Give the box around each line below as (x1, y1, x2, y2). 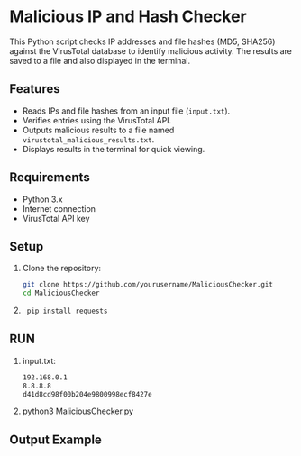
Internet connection (22, 203, 96, 214)
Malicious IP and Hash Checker (9, 6, 248, 27)
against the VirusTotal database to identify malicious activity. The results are (9, 45, 293, 56)
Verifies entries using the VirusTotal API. (22, 114, 172, 125)
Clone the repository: (22, 263, 102, 274)
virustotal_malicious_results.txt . (22, 133, 155, 145)
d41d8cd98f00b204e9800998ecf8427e (22, 389, 152, 398)
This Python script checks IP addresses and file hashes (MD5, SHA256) (9, 36, 276, 47)
